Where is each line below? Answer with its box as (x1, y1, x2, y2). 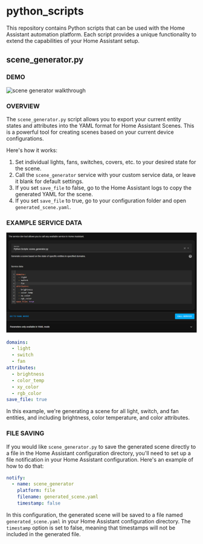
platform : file (17, 488, 56, 494)
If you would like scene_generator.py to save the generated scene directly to (6, 443, 196, 450)
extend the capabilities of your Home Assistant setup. (6, 37, 140, 44)
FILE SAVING (6, 429, 45, 437)
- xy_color (11, 383, 39, 390)
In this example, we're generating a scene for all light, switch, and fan (6, 408, 179, 415)
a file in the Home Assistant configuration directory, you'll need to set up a (6, 449, 192, 457)
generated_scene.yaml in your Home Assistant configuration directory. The (6, 517, 191, 525)
